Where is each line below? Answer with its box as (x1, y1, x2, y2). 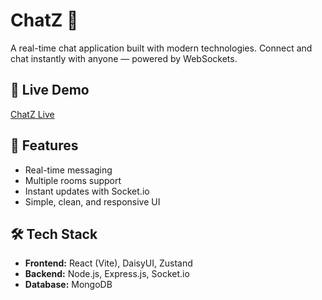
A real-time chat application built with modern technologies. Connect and (10, 42, 313, 54)
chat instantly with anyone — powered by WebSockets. (10, 52, 238, 64)
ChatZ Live (10, 108, 55, 120)
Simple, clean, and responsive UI (24, 195, 161, 208)
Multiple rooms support (24, 174, 122, 186)
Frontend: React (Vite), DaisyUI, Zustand (24, 257, 193, 269)
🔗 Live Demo (10, 82, 90, 99)
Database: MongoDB (24, 279, 113, 291)
